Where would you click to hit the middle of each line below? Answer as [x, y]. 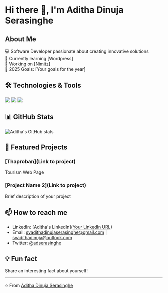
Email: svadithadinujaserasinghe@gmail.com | [60, 232]
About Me [21, 39]
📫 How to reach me [36, 212]
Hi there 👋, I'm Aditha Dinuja [64, 10]
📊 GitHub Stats [29, 117]
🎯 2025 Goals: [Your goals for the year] [45, 69]
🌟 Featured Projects [36, 147]
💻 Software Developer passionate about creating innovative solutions [77, 51]
